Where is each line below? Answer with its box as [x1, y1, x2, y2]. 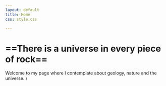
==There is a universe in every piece [5, 43, 161, 54]
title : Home [5, 12, 30, 17]
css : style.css [5, 17, 37, 22]
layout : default [5, 7, 39, 13]
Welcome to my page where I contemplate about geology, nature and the [5, 70, 157, 76]
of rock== [5, 53, 48, 65]
